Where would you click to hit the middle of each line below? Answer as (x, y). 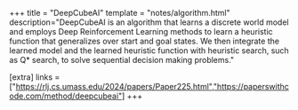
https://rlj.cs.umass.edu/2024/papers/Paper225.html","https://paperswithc (152, 86)
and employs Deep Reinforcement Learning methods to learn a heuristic (141, 31)
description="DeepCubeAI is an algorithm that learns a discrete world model (149, 22)
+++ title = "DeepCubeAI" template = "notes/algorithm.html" (120, 13)
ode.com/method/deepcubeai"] (67, 96)
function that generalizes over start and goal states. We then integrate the (145, 41)
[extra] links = (35, 77)
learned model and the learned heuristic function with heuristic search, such (149, 51)
